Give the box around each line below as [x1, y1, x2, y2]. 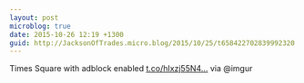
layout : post [9, 13, 59, 23]
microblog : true [9, 22, 71, 31]
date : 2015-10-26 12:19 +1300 [9, 30, 125, 39]
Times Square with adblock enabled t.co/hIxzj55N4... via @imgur [9, 63, 253, 74]
